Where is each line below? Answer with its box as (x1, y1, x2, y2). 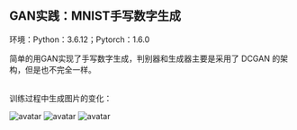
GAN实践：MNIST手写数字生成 (9, 8, 182, 24)
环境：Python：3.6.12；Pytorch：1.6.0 (9, 34, 150, 45)
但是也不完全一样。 (24, 64, 96, 74)
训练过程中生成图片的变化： (9, 92, 112, 103)
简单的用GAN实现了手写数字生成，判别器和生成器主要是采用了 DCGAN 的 (9, 53, 281, 64)
